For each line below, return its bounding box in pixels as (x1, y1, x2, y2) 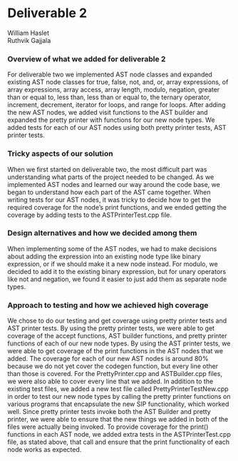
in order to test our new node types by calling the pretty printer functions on (7, 392, 231, 401)
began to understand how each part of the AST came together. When (7, 188, 212, 196)
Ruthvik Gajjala (7, 36, 51, 44)
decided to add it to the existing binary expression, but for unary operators (7, 267, 227, 275)
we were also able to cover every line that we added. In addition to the (7, 377, 214, 386)
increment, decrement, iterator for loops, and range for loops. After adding (7, 101, 226, 109)
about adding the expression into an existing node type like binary (7, 252, 201, 260)
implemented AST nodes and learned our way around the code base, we (7, 180, 221, 188)
